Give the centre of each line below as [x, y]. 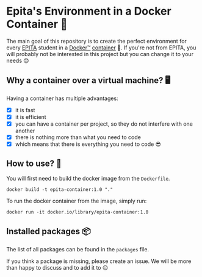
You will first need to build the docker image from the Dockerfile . [88, 178]
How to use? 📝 [34, 164]
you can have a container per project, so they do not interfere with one [104, 124]
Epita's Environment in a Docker [89, 11]
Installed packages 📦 [49, 232]
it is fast [25, 110]
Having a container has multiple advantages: [62, 98]
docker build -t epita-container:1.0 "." [60, 189]
